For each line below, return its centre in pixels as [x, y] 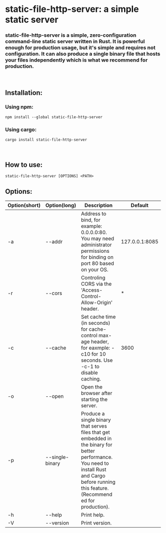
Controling [93, 278]
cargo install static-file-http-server [46, 140]
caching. [91, 379]
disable [89, 373]
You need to [95, 463]
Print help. [93, 515]
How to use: [24, 165]
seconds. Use [97, 360]
